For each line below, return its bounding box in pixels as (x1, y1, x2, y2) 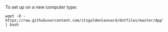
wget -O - (5, 14, 26, 19)
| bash (5, 22, 19, 27)
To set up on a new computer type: (5, 4, 77, 10)
